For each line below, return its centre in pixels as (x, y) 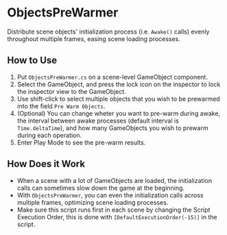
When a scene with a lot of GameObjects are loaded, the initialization (115, 180)
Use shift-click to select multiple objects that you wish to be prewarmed (119, 99)
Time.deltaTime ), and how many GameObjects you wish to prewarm (112, 127)
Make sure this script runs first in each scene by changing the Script (113, 210)
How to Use (32, 61)
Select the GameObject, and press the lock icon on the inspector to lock (119, 84)
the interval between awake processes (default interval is (98, 121)
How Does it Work (46, 164)
